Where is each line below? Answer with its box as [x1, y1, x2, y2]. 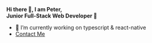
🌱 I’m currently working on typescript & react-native [15, 24, 146, 31]
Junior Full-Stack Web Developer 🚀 [6, 12, 97, 19]
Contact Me [15, 30, 45, 38]
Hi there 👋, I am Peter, [6, 6, 63, 13]
